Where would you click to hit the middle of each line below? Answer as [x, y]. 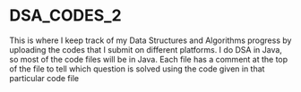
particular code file [44, 78]
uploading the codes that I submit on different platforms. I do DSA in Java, [146, 49]
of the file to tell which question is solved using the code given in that [137, 69]
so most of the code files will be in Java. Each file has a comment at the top [149, 59]
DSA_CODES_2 [66, 16]
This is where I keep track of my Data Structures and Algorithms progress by [150, 40]
